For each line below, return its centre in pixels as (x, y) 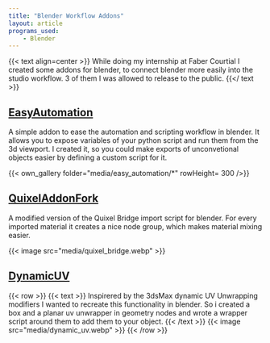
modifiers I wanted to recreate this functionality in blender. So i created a (129, 304)
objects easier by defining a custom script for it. (88, 157)
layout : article (35, 23)
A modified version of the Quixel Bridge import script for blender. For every (133, 218)
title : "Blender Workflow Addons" (66, 16)
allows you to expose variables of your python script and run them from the (133, 140)
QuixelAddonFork (54, 199)
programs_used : (34, 31)
